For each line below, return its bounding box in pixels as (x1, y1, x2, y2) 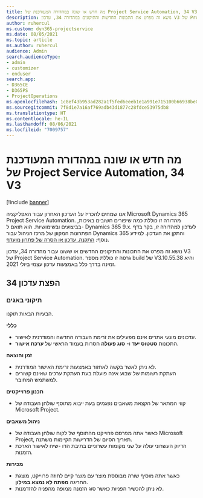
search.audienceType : (6, 54, 61, 60)
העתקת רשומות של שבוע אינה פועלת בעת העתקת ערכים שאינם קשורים (14, 369, 176, 377)
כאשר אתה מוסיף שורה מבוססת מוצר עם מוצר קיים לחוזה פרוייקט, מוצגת (14, 472, 180, 479)
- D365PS (6, 88, 28, 94)
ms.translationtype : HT (6, 110, 66, 116)
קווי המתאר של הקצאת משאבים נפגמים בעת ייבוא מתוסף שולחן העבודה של (14, 399, 186, 407)
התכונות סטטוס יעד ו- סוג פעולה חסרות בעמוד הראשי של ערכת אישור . (14, 340, 179, 347)
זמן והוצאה (6, 351, 32, 358)
